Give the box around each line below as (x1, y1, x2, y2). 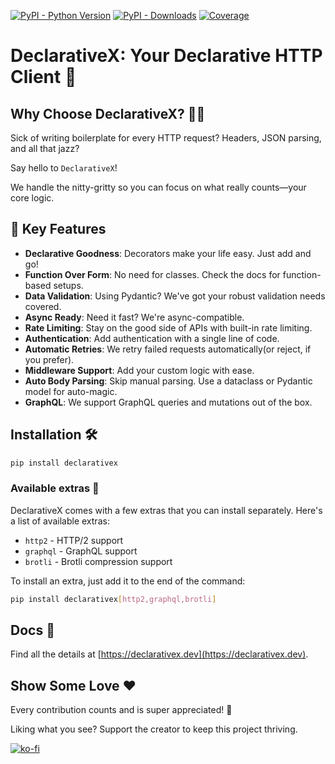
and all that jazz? (10, 143, 80, 154)
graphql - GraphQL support (24, 545, 138, 557)
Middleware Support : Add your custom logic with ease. (24, 364, 255, 376)
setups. (53, 279, 84, 291)
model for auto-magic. (24, 385, 118, 397)
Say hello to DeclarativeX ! (10, 162, 118, 174)
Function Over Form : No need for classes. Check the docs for (24, 268, 281, 280)
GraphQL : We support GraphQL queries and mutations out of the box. (24, 396, 313, 408)
